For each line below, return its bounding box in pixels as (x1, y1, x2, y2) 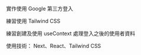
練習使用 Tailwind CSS (6, 18, 61, 25)
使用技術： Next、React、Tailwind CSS (6, 43, 101, 49)
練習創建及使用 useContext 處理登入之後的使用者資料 (6, 30, 136, 37)
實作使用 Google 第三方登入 (6, 5, 74, 12)
